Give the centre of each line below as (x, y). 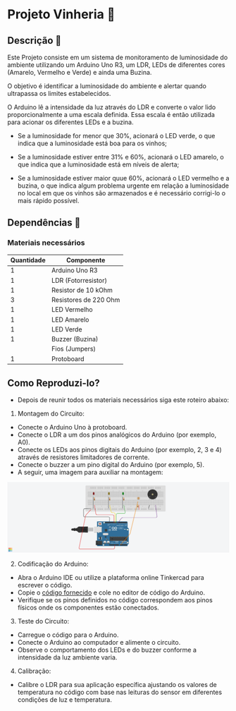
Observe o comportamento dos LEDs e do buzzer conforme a (107, 650)
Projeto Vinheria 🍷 (61, 14)
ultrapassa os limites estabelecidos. (59, 93)
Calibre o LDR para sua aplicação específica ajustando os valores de (117, 684)
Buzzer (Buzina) (75, 339)
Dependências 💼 (44, 223)
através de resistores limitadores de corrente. (83, 457)
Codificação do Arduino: (53, 564)
